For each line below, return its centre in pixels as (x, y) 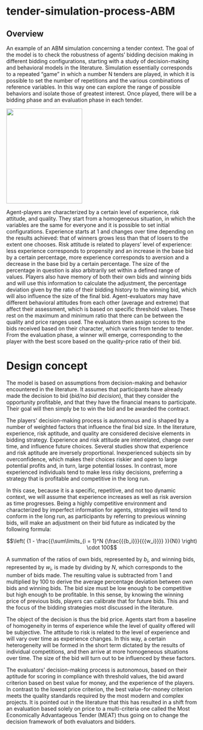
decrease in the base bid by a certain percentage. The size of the (88, 264)
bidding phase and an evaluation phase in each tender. (75, 100)
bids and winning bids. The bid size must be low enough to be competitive (99, 588)
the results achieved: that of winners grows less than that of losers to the (98, 238)
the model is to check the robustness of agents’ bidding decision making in (100, 55)
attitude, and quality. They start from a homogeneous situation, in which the (101, 218)
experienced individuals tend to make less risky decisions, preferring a (95, 472)
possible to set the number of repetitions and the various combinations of (98, 81)
